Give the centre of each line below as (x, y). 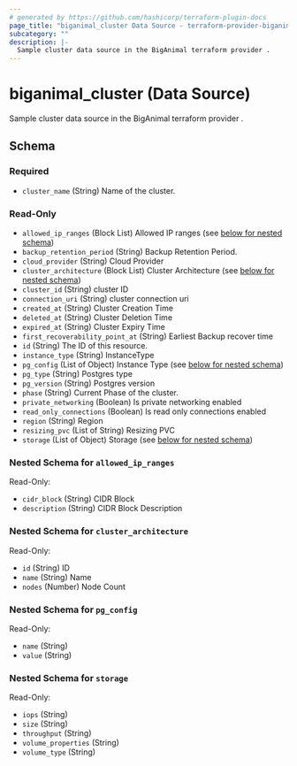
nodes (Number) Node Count (74, 586)
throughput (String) (57, 733)
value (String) (47, 655)
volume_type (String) (58, 752)
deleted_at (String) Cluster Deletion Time (97, 318)
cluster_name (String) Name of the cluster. (99, 190)
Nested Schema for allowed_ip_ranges (92, 463)
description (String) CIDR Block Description (102, 509)
